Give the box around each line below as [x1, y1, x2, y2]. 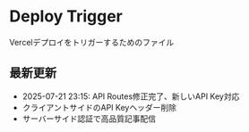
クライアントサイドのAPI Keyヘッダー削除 [21, 102, 177, 112]
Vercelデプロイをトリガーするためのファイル [9, 37, 175, 47]
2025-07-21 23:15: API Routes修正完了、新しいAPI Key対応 [21, 91, 240, 102]
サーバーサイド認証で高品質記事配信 [21, 113, 157, 124]
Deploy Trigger [9, 6, 123, 27]
